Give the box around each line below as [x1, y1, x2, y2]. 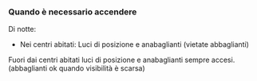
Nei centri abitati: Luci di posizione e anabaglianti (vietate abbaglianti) [19, 40, 250, 49]
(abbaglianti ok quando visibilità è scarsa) [8, 64, 145, 73]
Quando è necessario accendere [8, 6, 137, 17]
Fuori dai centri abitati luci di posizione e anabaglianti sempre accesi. [8, 55, 235, 65]
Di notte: [8, 25, 37, 34]
